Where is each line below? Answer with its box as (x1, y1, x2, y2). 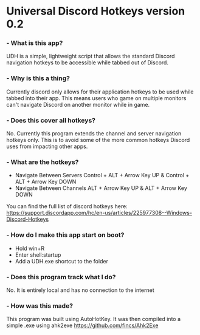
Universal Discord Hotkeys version (6, 4, 185, 18)
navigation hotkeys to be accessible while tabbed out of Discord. (6, 59, 169, 66)
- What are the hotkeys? (6, 158, 79, 166)
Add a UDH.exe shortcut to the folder (15, 257, 108, 265)
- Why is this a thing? (6, 74, 70, 83)
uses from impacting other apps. (6, 143, 88, 150)
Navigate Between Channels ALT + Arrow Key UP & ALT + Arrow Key (15, 184, 187, 192)
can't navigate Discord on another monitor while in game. (6, 101, 150, 108)
